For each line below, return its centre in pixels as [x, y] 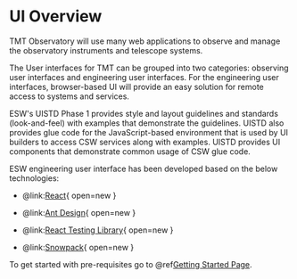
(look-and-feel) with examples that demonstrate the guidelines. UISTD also [147, 123]
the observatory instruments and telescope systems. [106, 50]
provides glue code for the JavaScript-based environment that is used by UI [148, 132]
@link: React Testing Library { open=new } [98, 230]
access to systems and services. [69, 96]
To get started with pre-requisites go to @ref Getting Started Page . [131, 264]
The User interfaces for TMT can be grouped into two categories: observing [149, 68]
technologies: [34, 178]
